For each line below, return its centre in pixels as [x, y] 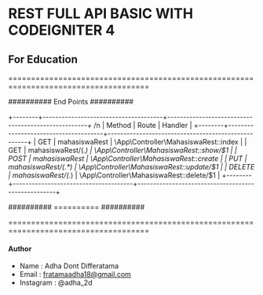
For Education [43, 59]
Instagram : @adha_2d [56, 282]
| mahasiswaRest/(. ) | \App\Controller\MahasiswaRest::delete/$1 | [114, 175]
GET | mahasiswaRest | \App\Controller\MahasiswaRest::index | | [142, 142]
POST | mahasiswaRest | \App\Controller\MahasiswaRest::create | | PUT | [128, 158]
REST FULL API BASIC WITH [101, 14]
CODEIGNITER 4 [62, 30]
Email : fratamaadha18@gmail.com [75, 275]
